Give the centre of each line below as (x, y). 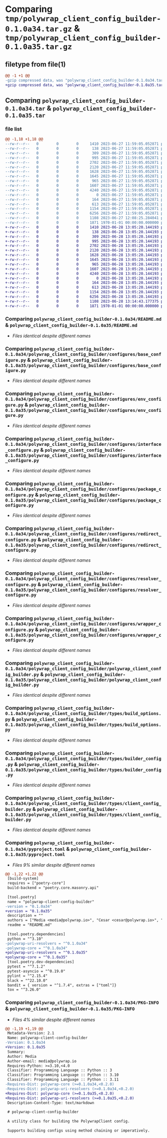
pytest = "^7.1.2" (26, 967)
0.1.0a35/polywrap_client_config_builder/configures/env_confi (83, 410)
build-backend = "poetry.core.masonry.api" (53, 888)
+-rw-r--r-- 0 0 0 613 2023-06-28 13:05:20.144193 (82, 287)
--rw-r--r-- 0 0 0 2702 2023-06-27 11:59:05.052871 (82, 162)
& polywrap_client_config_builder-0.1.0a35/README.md (71, 325)
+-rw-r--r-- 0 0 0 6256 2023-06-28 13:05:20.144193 (82, 297)
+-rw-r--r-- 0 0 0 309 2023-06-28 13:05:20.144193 (82, 237)
